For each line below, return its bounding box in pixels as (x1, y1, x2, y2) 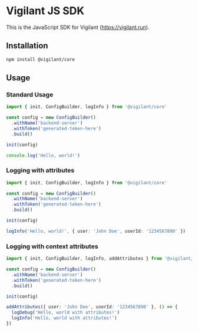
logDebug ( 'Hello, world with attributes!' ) (11, 310, 120, 315)
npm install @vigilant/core (6, 56, 75, 63)
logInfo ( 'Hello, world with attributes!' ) (11, 315, 117, 321)
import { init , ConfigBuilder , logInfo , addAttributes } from (6, 256, 162, 262)
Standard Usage (6, 90, 54, 99)
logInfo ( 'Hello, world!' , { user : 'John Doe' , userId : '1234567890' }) (6, 228, 186, 234)
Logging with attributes (6, 167, 75, 175)
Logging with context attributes (6, 242, 98, 250)
